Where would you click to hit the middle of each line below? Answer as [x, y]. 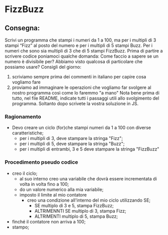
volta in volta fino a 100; [44, 184]
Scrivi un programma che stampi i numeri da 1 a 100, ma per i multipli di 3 [80, 40]
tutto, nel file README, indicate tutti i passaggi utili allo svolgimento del [86, 98]
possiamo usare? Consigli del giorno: [43, 67]
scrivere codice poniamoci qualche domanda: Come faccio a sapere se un [82, 56]
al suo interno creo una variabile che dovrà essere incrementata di [88, 178]
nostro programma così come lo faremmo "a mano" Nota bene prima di [86, 93]
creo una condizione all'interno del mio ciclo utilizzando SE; [89, 200]
